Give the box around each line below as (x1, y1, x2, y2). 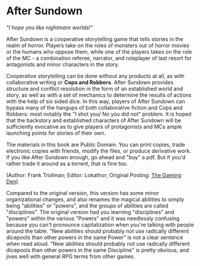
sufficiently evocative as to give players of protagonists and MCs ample (6, 123, 182, 130)
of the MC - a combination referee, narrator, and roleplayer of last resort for (6, 54, 192, 61)
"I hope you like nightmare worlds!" (6, 24, 93, 31)
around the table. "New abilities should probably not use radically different (6, 227, 189, 234)
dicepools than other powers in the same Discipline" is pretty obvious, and (6, 246, 189, 253)
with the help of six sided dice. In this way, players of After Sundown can (6, 97, 185, 105)
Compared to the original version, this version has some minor (6, 189, 159, 196)
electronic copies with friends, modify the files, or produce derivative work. (6, 147, 192, 154)
